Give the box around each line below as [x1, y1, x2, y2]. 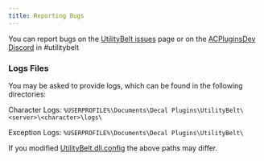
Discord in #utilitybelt [8, 42, 80, 52]
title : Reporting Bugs [8, 11, 85, 20]
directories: [8, 89, 47, 99]
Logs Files [8, 62, 50, 73]
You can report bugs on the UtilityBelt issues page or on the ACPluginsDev [8, 34, 256, 43]
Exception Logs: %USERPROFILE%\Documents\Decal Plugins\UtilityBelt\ [8, 127, 244, 137]
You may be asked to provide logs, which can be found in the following [8, 80, 243, 90]
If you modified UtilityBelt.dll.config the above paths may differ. [8, 142, 218, 153]
